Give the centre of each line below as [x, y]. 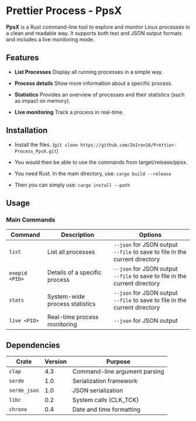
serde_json [24, 391]
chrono [18, 410]
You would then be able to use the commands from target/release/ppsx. [101, 162]
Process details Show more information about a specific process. [94, 83]
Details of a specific [75, 272]
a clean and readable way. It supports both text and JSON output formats [94, 33]
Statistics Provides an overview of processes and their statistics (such [99, 94]
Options [150, 235]
